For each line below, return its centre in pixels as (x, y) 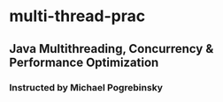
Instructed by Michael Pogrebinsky (86, 87)
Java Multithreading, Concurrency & (111, 49)
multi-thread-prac (77, 16)
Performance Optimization (84, 62)
